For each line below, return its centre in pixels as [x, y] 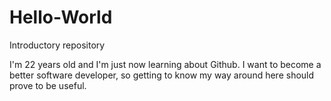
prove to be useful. [48, 85]
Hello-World [61, 17]
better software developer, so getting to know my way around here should [162, 75]
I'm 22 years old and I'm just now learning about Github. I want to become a [165, 64]
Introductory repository [57, 45]
